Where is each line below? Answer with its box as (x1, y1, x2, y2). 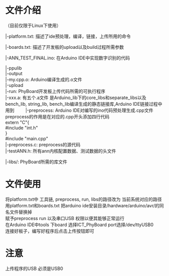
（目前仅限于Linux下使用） (5, 22, 61, 28)
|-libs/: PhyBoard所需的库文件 (5, 159, 67, 165)
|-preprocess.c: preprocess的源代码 (5, 141, 81, 147)
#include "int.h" (5, 125, 38, 131)
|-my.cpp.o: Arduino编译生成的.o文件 (5, 76, 83, 82)
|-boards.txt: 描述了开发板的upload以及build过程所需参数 (5, 44, 124, 50)
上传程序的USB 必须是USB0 (5, 265, 63, 271)
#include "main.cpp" (5, 135, 48, 141)
